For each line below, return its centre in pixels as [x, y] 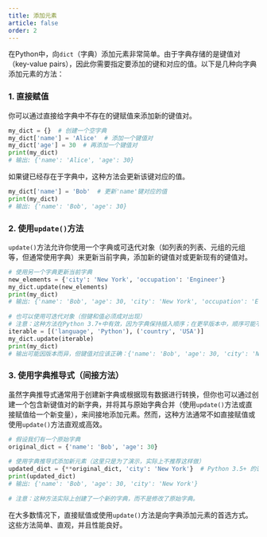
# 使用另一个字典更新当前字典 [50, 272]
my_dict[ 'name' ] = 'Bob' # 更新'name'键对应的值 [88, 192]
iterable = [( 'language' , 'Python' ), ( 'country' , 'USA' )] [106, 331]
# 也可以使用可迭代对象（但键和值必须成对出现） [77, 317]
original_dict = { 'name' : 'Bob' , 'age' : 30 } [83, 447]
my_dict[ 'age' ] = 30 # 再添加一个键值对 [73, 145]
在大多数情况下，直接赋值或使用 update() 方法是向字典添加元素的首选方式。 [130, 515]
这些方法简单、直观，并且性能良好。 [68, 525]
